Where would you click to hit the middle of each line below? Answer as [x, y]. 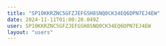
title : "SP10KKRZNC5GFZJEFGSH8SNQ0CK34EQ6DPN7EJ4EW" [84, 13]
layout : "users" [30, 32]
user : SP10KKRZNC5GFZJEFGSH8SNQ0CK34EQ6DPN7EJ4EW [79, 26]
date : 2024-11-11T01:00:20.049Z [53, 20]
